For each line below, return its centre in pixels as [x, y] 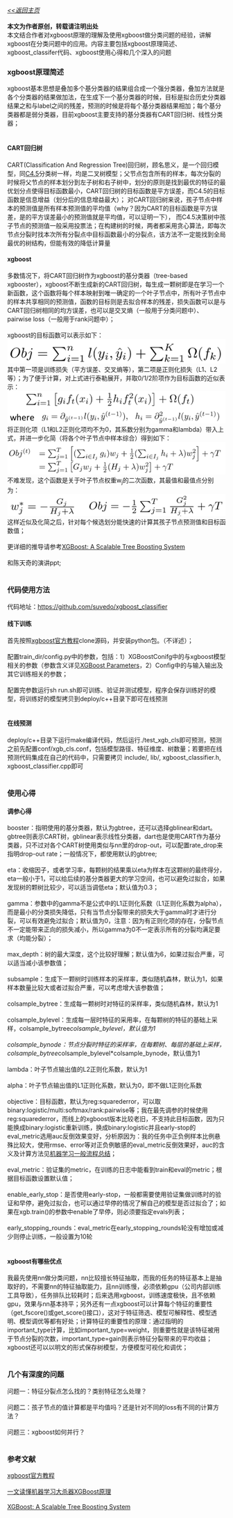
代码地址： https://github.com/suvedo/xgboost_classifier [87, 606]
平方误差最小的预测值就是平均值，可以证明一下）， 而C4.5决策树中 [125, 217]
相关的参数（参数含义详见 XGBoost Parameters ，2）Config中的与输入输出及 [115, 665]
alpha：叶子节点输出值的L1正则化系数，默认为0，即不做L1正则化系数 [105, 1086]
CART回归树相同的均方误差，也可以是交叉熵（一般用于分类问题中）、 [105, 310]
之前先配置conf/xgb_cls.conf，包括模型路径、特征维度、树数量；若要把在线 [115, 749]
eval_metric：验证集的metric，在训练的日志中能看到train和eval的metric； [112, 1170]
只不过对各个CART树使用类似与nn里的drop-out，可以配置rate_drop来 [124, 845]
